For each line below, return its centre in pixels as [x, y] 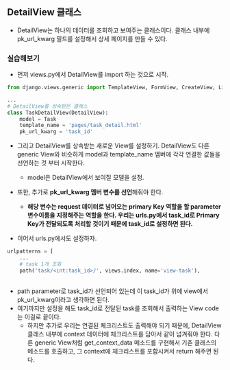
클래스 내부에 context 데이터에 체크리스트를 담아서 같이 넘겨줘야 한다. [120, 334]
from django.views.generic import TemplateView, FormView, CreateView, [111, 88]
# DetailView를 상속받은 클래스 [47, 106]
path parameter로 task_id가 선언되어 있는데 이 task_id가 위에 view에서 [113, 291]
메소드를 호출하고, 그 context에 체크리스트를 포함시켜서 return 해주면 [119, 351]
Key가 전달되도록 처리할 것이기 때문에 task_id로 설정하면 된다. [110, 224]
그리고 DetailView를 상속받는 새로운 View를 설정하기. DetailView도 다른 [113, 146]
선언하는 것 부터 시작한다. [51, 163]
